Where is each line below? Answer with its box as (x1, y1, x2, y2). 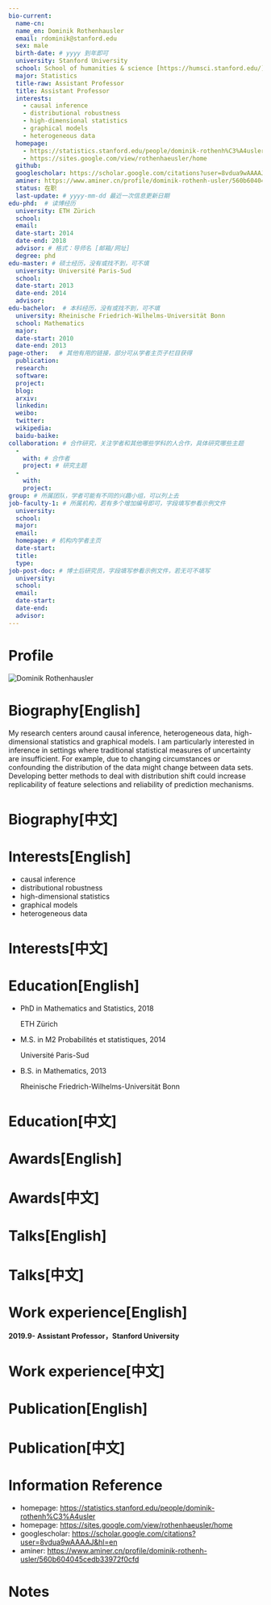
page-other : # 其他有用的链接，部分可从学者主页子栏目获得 (8, 349, 193, 357)
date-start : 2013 (15, 281, 74, 290)
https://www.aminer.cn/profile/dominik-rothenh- (47, 1546, 207, 1556)
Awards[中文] (8, 1189, 100, 1207)
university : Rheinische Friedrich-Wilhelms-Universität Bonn (15, 311, 226, 319)
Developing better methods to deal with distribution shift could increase (8, 771, 246, 781)
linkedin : (15, 402, 48, 410)
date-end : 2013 (15, 342, 67, 350)
